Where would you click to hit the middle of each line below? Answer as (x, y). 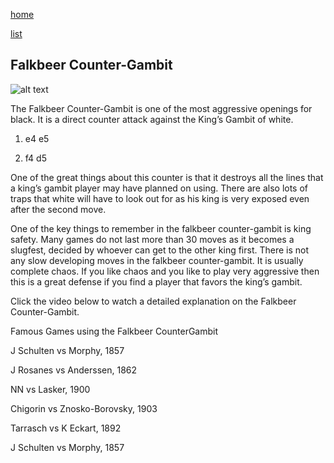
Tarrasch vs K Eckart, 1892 (66, 428)
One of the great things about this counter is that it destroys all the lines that (167, 177)
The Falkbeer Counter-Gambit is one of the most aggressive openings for (161, 108)
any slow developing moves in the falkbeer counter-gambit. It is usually (157, 260)
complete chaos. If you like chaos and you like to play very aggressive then (165, 271)
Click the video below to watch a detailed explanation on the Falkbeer (153, 301)
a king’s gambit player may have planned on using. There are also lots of (159, 188)
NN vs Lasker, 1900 (50, 389)
